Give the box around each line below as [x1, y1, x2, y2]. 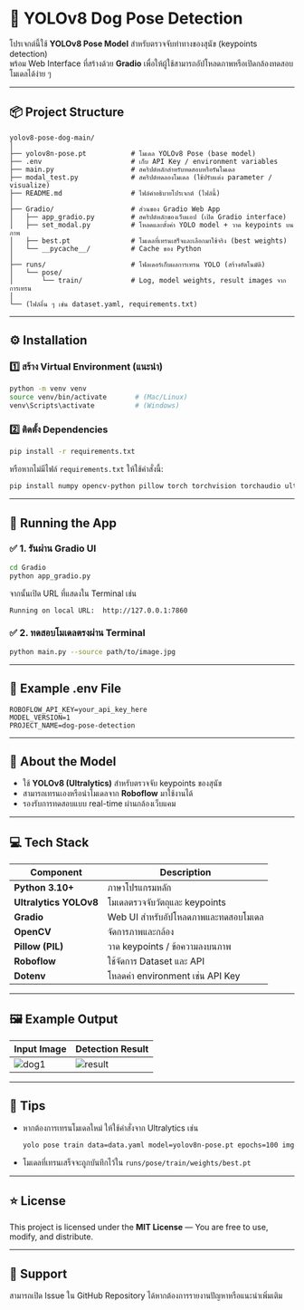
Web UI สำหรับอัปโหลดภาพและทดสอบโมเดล [107, 910, 264, 923]
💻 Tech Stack [9, 834, 90, 850]
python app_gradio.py [9, 571, 91, 581]
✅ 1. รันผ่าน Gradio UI [9, 543, 97, 555]
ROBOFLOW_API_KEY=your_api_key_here [9, 705, 147, 714]
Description [159, 866, 212, 879]
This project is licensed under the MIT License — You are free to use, [9, 1222, 269, 1233]
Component [30, 866, 83, 879]
